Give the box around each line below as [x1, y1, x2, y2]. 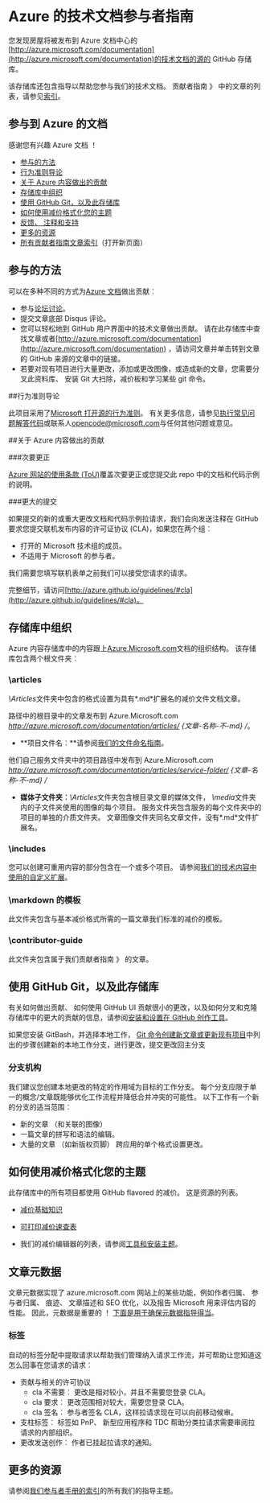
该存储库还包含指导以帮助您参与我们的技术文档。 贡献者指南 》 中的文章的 [8, 81, 254, 91]
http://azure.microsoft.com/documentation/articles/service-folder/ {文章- [8, 765, 252, 775]
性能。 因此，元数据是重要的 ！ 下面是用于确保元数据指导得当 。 [8, 1308, 219, 1318]
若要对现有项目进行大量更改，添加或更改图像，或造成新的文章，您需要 [19, 364, 253, 373]
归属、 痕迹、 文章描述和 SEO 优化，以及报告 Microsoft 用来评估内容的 [22, 1298, 256, 1307]
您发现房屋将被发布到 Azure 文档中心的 [8, 35, 138, 45]
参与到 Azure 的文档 [8, 117, 108, 131]
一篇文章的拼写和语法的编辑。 [19, 1129, 119, 1139]
